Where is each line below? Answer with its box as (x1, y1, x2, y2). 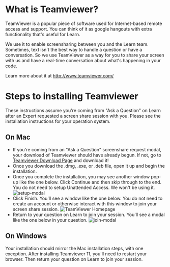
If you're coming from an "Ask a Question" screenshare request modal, (12, 146, 161, 152)
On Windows (5, 232, 47, 241)
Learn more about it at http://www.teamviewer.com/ (5, 72, 114, 78)
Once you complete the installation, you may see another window (12, 173, 150, 179)
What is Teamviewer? (5, 4, 99, 15)
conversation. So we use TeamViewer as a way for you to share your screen (5, 52, 164, 58)
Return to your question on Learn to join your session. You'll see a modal (12, 211, 165, 218)
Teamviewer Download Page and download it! (12, 157, 109, 164)
